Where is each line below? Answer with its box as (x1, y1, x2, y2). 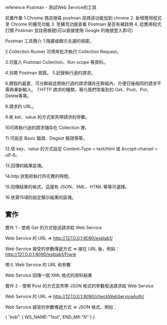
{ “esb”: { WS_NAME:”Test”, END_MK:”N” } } (5, 314, 95, 320)
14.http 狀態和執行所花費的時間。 (5, 173, 73, 179)
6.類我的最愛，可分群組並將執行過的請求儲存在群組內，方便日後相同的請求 (5, 80, 158, 86)
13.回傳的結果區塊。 (5, 162, 46, 168)
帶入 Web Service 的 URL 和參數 (5, 261, 71, 268)
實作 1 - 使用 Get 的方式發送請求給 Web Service (5, 224, 102, 230)
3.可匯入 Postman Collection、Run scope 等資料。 (5, 59, 108, 65)
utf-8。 (5, 152, 20, 158)
